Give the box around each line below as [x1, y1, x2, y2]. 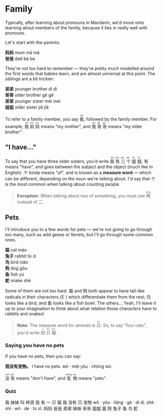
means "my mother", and [40, 123, 91, 129]
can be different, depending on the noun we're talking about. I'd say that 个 [5, 175, 156, 181]
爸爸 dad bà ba [5, 55, 35, 62]
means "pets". [78, 375, 107, 381]
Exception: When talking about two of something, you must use [17, 193, 145, 198]
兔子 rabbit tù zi [5, 253, 36, 259]
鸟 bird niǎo [5, 259, 28, 265]
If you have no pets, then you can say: [5, 353, 82, 359]
